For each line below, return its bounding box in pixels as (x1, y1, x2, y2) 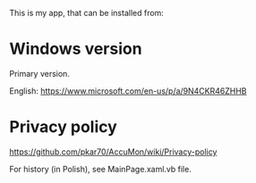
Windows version (9, 39, 142, 59)
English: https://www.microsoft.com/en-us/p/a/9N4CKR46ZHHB (9, 85, 248, 96)
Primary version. (9, 68, 70, 79)
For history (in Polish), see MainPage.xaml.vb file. (9, 163, 192, 174)
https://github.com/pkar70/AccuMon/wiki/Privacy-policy (9, 146, 218, 157)
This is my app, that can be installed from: (9, 8, 164, 18)
